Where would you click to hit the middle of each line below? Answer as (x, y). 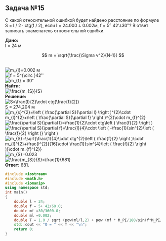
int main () (16, 192)
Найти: (13, 86)
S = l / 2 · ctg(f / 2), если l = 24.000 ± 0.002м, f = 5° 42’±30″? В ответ (77, 25)
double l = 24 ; (30, 202)
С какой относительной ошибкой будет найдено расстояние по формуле (82, 20)
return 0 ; (24, 229)
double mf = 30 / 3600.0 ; (37, 211)
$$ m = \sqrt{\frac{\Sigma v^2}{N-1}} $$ (83, 55)
